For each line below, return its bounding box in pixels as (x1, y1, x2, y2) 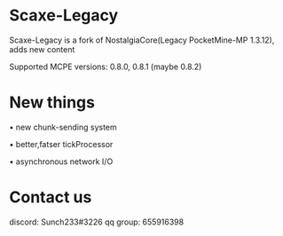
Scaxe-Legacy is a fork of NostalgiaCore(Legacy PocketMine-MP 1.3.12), (9, 35, 275, 45)
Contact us (9, 187, 92, 208)
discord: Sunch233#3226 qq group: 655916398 (9, 216, 185, 227)
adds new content (9, 43, 75, 54)
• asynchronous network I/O (9, 156, 114, 167)
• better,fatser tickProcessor (9, 138, 114, 149)
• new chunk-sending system (9, 122, 117, 132)
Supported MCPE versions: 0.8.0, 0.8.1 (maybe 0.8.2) (9, 61, 202, 72)
